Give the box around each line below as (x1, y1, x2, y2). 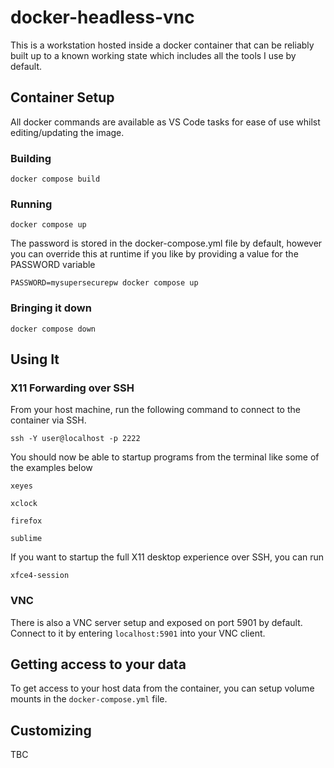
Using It (10, 351, 60, 368)
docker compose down (10, 324, 97, 334)
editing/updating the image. (10, 126, 125, 138)
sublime (10, 534, 43, 544)
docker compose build (10, 174, 101, 185)
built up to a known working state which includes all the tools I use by (10, 49, 297, 61)
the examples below (10, 462, 93, 474)
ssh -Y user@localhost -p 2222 (10, 434, 141, 444)
